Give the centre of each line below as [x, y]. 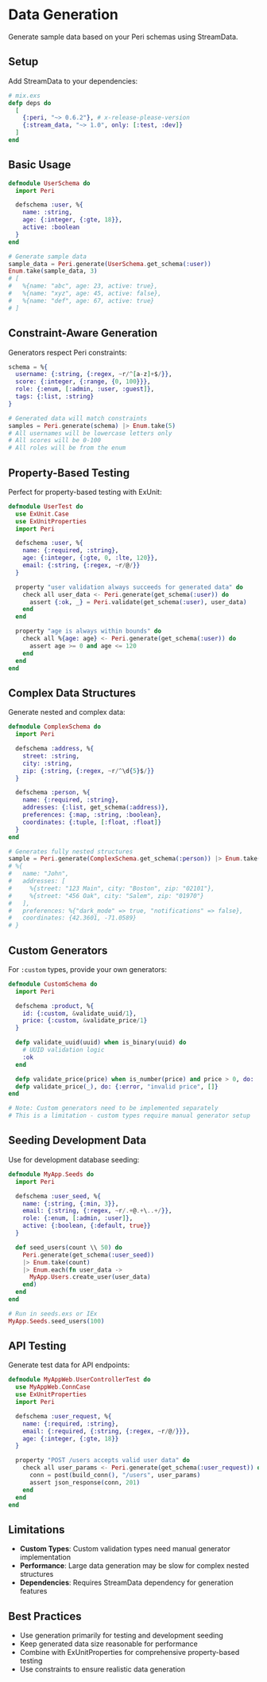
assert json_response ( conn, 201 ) [85, 1482]
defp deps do [30, 103]
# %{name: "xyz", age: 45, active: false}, [85, 294]
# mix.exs [25, 96]
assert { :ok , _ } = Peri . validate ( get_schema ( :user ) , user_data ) [138, 602]
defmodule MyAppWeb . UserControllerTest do [79, 1380]
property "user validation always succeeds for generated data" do [130, 587]
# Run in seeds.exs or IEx [53, 1313]
